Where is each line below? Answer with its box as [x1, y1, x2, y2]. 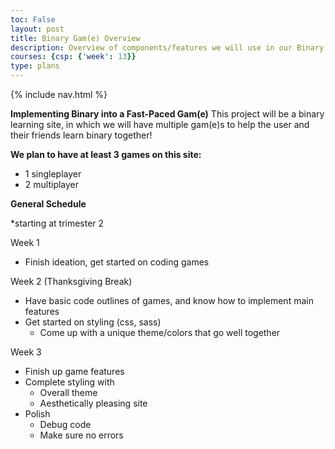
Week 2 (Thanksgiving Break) [10, 276, 133, 287]
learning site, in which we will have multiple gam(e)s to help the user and [10, 119, 310, 130]
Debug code [39, 419, 92, 430]
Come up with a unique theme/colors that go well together [39, 327, 281, 338]
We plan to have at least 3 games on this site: [10, 149, 202, 160]
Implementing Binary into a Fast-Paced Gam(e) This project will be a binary [10, 108, 325, 120]
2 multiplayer [24, 179, 80, 190]
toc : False [10, 14, 56, 25]
